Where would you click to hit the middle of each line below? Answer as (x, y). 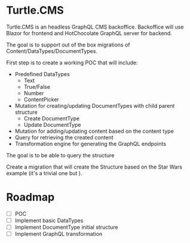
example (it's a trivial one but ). (44, 173)
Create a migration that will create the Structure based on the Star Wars (94, 167)
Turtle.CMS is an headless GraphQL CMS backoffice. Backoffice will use (95, 27)
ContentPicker (42, 99)
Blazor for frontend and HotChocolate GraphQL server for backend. (89, 33)
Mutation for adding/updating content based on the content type (94, 131)
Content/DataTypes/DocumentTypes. (52, 51)
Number (34, 93)
